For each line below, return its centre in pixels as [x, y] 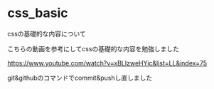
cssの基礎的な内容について [47, 33]
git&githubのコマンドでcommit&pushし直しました [80, 78]
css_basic [38, 13]
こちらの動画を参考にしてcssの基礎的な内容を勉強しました [93, 48]
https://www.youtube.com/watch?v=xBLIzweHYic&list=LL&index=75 [107, 63]
